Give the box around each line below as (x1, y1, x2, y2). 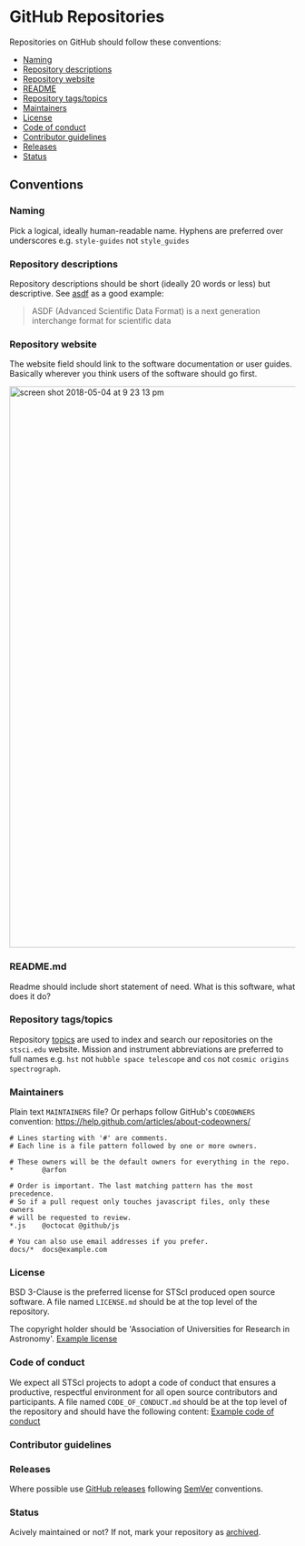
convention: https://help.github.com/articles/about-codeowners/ (9, 1117, 251, 1127)
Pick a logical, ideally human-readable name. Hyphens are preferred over (9, 225, 284, 236)
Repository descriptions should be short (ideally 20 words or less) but (9, 278, 271, 288)
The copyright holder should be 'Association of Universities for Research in (9, 1324, 290, 1335)
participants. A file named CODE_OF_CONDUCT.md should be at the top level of (9, 1396, 288, 1407)
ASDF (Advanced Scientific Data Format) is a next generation (31, 305, 261, 316)
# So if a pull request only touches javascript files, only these (9, 1197, 271, 1207)
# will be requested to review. (9, 1213, 132, 1223)
